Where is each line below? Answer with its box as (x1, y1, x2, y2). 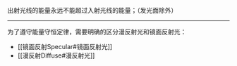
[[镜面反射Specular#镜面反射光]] (17, 43, 113, 51)
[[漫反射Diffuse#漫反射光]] (17, 51, 95, 60)
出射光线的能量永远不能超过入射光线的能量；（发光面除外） (7, 6, 178, 14)
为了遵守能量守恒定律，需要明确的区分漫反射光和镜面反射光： (7, 27, 187, 36)
